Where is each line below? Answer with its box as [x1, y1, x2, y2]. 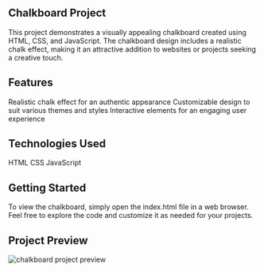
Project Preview [8, 234, 88, 247]
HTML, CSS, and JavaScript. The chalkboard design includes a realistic [8, 36, 242, 45]
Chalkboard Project [8, 6, 107, 20]
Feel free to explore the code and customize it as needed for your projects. [8, 211, 254, 220]
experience [8, 114, 45, 123]
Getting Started [8, 181, 87, 194]
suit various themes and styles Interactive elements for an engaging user [8, 105, 247, 115]
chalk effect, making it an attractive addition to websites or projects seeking [8, 44, 257, 54]
